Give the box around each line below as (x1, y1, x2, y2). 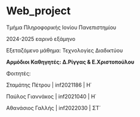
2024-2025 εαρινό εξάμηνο (6, 35, 76, 42)
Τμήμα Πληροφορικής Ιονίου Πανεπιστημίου (6, 24, 117, 31)
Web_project (6, 4, 71, 18)
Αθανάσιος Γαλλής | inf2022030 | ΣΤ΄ (6, 104, 101, 111)
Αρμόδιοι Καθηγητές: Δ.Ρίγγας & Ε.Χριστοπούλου (6, 58, 135, 65)
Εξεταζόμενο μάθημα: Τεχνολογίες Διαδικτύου (6, 46, 123, 54)
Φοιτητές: (6, 69, 31, 77)
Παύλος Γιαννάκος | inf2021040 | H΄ (6, 93, 97, 100)
